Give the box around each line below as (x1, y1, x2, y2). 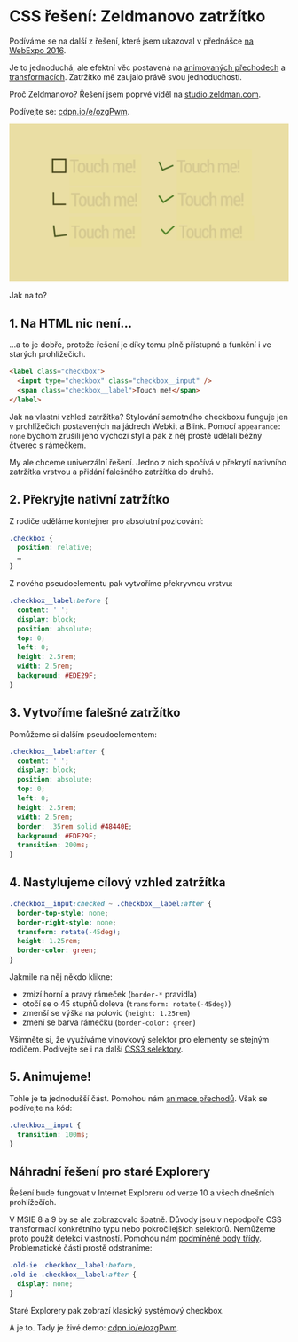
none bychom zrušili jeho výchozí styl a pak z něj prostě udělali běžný (9, 430, 263, 441)
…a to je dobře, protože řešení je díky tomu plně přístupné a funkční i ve (9, 339, 272, 350)
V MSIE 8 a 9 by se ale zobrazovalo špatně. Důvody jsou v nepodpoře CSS (9, 1214, 282, 1225)
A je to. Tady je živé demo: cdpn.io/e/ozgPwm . (9, 1322, 180, 1333)
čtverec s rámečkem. (9, 440, 87, 450)
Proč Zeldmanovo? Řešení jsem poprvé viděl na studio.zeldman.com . (9, 89, 262, 99)
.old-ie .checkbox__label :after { (9, 1270, 137, 1280)
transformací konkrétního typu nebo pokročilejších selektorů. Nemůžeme (9, 1224, 277, 1235)
